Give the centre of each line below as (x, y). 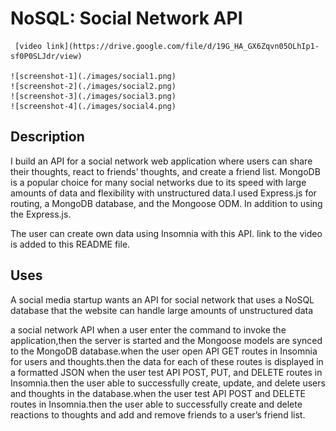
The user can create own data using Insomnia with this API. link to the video (166, 233)
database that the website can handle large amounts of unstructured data (162, 310)
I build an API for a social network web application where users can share (161, 161)
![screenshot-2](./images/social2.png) (93, 86)
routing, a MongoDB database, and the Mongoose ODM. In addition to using (166, 203)
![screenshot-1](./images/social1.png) (93, 76)
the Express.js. (41, 214)
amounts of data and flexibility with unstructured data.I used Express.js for (163, 193)
